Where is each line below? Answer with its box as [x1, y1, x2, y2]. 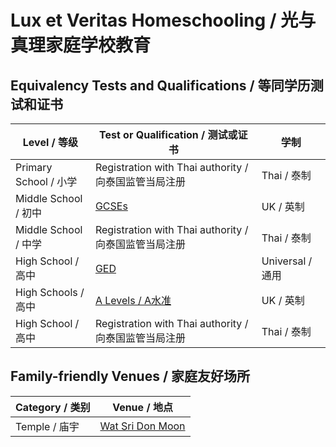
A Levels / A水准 [94, 294, 172, 307]
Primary [15, 161, 53, 174]
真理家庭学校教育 [10, 34, 152, 57]
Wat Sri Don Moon [99, 419, 186, 433]
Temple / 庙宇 [15, 419, 80, 433]
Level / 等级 [22, 136, 79, 149]
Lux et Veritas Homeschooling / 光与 [10, 9, 317, 32]
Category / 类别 [15, 400, 91, 414]
